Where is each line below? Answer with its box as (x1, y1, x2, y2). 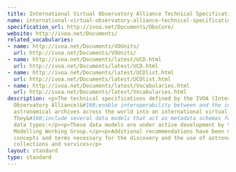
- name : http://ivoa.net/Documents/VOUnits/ (7, 43, 140, 50)
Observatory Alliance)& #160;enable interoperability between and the (13, 102, 221, 109)
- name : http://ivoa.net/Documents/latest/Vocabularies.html (7, 82, 190, 89)
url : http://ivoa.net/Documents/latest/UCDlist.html (13, 75, 171, 83)
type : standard (7, 154, 52, 161)
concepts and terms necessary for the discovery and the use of (13, 134, 206, 141)
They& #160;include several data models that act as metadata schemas (13, 114, 221, 121)
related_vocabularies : (7, 37, 74, 44)
